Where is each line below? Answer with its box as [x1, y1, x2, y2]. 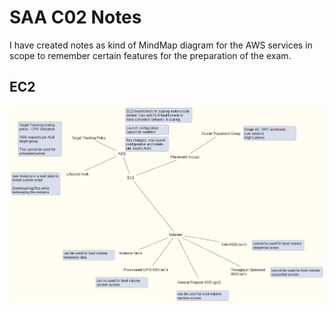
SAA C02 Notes [9, 6, 142, 29]
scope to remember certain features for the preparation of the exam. [9, 49, 292, 61]
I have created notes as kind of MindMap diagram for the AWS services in [9, 39, 313, 51]
